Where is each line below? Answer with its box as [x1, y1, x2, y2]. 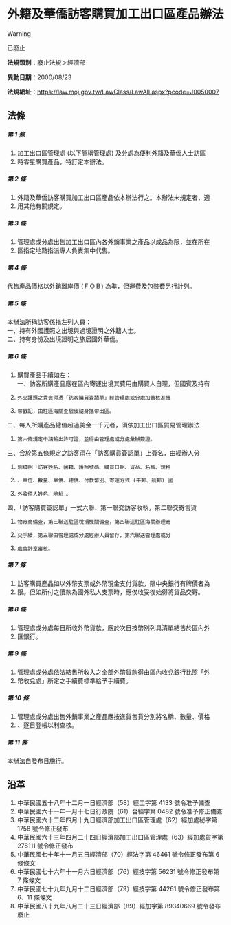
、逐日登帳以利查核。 [16, 721, 78, 729]
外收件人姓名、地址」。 [16, 491, 71, 498]
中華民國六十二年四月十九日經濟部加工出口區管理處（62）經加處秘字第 [16, 815, 218, 824]
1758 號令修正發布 [16, 824, 69, 833]
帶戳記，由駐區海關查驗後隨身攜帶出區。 [16, 408, 115, 415]
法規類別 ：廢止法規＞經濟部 [7, 58, 86, 66]
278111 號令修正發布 [16, 842, 74, 850]
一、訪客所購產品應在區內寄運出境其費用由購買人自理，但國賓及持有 [16, 380, 210, 388]
